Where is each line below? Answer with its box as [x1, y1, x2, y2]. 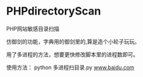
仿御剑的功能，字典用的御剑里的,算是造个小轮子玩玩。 [6, 38, 141, 45]
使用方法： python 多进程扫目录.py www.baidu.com [6, 64, 135, 71]
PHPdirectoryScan [6, 4, 101, 18]
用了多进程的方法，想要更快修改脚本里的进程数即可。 [6, 50, 139, 58]
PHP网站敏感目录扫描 [6, 25, 60, 32]
